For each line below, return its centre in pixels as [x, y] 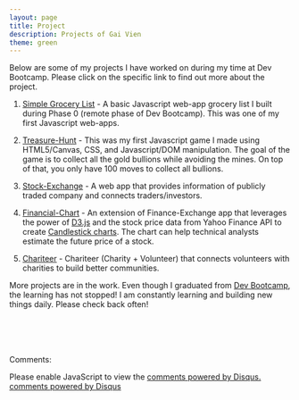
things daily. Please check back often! [79, 304]
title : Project [37, 26]
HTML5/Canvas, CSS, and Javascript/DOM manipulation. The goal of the [156, 150]
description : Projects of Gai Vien [75, 34]
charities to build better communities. [91, 268]
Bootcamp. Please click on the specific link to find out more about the [137, 78]
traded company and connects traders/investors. [112, 196]
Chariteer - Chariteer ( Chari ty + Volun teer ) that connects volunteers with [156, 259]
